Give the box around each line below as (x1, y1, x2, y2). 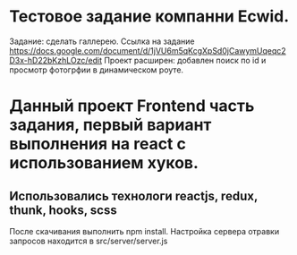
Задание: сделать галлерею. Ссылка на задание (9, 36, 195, 47)
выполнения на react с (9, 134, 186, 154)
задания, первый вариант (9, 115, 212, 135)
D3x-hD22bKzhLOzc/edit (9, 55, 103, 65)
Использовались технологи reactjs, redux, (9, 188, 258, 203)
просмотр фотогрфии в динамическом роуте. (9, 64, 184, 75)
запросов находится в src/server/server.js (9, 235, 168, 246)
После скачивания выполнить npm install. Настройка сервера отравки (9, 225, 280, 236)
